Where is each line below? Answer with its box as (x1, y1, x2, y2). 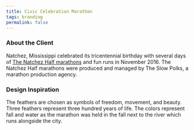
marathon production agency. (6, 71, 78, 78)
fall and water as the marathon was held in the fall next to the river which (6, 111, 181, 118)
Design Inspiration (6, 85, 60, 94)
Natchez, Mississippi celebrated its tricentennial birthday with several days (6, 52, 186, 59)
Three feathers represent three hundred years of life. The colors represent (6, 105, 185, 112)
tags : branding (6, 14, 43, 20)
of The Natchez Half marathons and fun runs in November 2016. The (6, 58, 171, 65)
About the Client (6, 39, 54, 47)
